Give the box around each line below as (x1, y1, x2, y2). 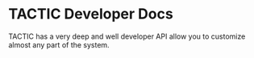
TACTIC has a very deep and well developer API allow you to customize (8, 31, 246, 41)
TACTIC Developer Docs (8, 5, 173, 23)
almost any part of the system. (8, 39, 110, 49)
